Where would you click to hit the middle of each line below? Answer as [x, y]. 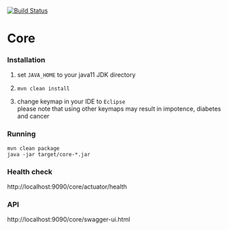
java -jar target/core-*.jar [49, 154]
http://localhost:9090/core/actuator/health [67, 187]
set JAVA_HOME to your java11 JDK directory [76, 75]
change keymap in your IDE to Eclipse [71, 102]
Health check [30, 171]
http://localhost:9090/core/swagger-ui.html [69, 220]
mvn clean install [43, 89]
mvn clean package [33, 148]
